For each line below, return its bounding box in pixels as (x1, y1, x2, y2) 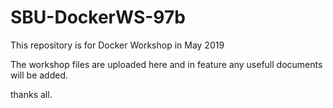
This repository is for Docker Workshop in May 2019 (10, 39, 225, 51)
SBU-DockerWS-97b (10, 6, 186, 29)
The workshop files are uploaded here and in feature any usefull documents (10, 58, 323, 70)
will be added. (10, 69, 69, 81)
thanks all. (10, 88, 53, 100)
